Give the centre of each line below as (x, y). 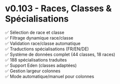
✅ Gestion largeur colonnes (33, 71)
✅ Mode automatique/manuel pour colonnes (50, 76)
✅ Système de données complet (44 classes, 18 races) (60, 54)
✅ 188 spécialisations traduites (36, 60)
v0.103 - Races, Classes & (59, 9)
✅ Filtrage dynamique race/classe (39, 38)
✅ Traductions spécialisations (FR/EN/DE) (47, 49)
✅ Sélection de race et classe (35, 32)
